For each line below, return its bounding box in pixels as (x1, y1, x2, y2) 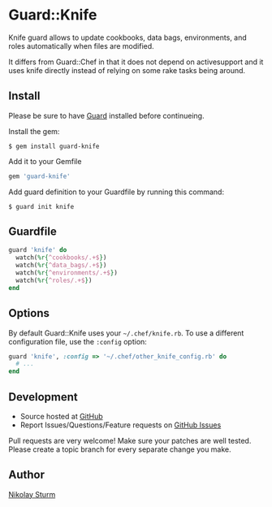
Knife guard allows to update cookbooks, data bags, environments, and (8, 32, 248, 42)
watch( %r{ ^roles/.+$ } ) (15, 276, 93, 284)
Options (8, 306, 50, 320)
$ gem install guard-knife (8, 142, 100, 150)
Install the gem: (8, 126, 60, 136)
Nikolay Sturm (8, 489, 56, 499)
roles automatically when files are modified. (8, 41, 154, 50)
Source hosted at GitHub (19, 411, 103, 421)
